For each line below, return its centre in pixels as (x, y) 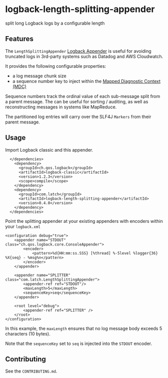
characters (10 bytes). (28, 334)
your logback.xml (23, 226)
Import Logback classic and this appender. (49, 150)
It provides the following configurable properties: (56, 66)
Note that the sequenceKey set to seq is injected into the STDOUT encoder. (78, 343)
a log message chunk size (39, 76)
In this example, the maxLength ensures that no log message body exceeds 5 (84, 328)
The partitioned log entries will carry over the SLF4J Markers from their (78, 116)
